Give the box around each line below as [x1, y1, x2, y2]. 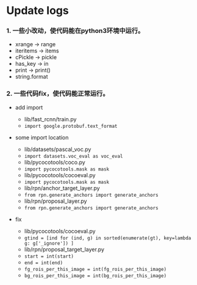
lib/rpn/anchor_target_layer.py [24, 184, 100, 192]
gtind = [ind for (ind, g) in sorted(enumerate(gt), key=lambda [24, 235, 192, 241]
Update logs [6, 4, 69, 18]
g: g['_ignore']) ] [24, 240, 74, 247]
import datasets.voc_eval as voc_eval [24, 153, 123, 159]
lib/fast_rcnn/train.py [24, 115, 77, 122]
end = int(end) [24, 259, 63, 266]
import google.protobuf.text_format [24, 123, 118, 129]
